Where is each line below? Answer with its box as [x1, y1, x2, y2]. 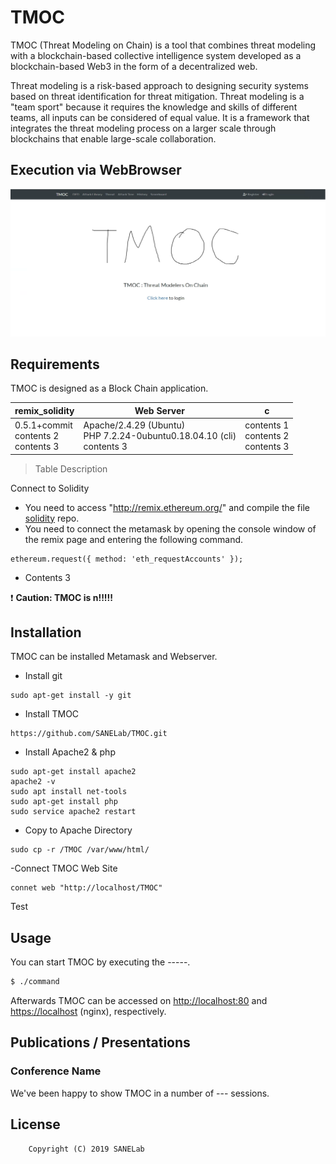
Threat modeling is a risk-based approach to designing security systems [10, 79, 309, 91]
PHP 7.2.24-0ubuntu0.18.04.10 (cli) [83, 430, 237, 442]
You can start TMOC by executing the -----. [10, 956, 191, 968]
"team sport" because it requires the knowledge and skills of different [10, 101, 298, 113]
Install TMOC [24, 708, 80, 720]
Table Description [34, 462, 108, 475]
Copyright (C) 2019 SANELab [28, 1144, 145, 1154]
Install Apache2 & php [24, 746, 116, 758]
